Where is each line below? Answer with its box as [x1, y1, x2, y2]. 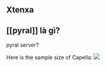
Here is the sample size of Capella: [6, 54, 93, 61]
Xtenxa [6, 5, 34, 15]
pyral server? [6, 42, 39, 49]
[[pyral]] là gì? [6, 25, 60, 36]
